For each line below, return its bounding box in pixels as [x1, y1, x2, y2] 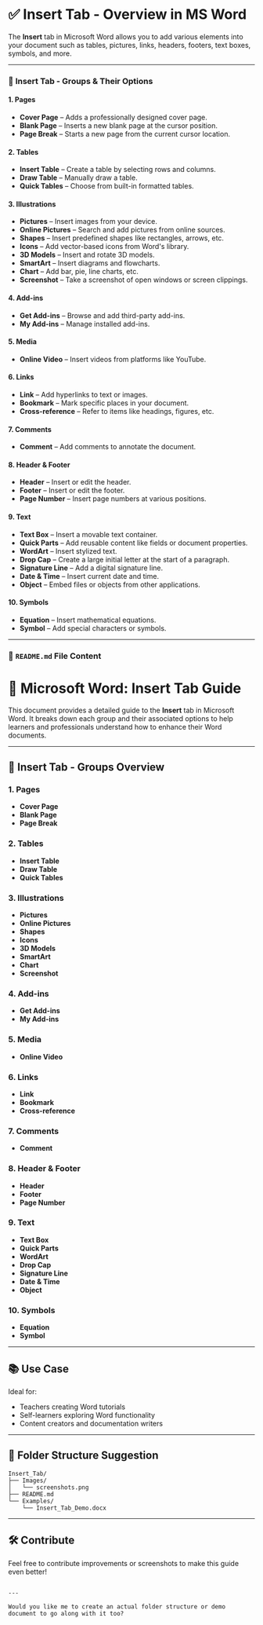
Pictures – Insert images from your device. [19, 217, 158, 226]
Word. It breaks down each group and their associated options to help [8, 713, 233, 723]
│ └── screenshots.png [8, 1483, 89, 1491]
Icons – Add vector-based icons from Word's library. [19, 242, 189, 251]
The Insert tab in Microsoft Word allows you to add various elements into [8, 31, 244, 41]
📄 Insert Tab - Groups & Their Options [8, 75, 153, 86]
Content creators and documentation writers [19, 1418, 163, 1428]
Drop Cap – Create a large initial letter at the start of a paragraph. [19, 554, 229, 564]
